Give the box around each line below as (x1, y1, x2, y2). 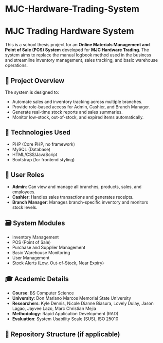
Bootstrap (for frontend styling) (12, 156, 75, 162)
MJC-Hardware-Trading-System (5, 3, 140, 15)
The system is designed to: (5, 89, 59, 95)
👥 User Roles (5, 171, 45, 179)
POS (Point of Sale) (12, 240, 51, 245)
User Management (12, 255, 50, 261)
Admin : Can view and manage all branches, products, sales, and (12, 184, 142, 189)
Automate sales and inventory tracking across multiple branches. (12, 99, 143, 104)
